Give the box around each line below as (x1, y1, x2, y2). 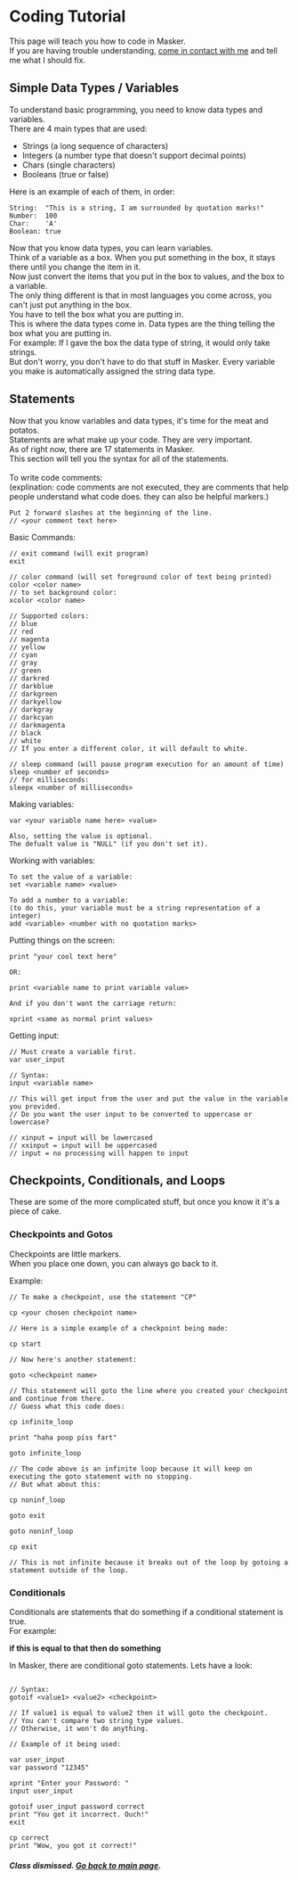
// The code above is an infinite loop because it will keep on (9, 1464, 253, 1473)
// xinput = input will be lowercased (9, 1133, 153, 1142)
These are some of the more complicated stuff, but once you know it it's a (9, 1197, 280, 1208)
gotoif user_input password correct (9, 1802, 145, 1811)
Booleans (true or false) (21, 169, 109, 179)
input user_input (9, 1786, 74, 1795)
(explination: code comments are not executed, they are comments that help (9, 482, 289, 492)
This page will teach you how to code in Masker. (9, 36, 186, 46)
